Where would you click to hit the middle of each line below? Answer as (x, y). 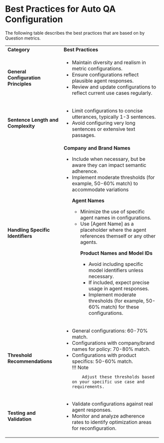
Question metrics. (23, 38)
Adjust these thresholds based (118, 377)
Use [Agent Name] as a (107, 223)
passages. (84, 135)
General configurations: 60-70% (110, 331)
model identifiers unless (116, 270)
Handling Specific (29, 230)
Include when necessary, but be (109, 159)
